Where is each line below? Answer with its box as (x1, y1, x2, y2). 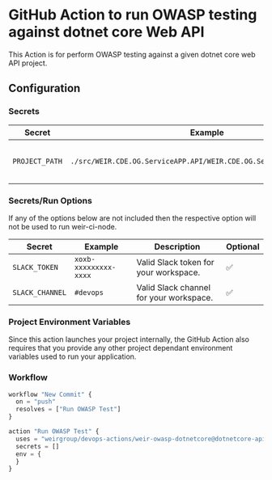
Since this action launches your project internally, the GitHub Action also (8, 335, 249, 344)
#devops (74, 288, 104, 297)
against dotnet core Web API (8, 23, 205, 41)
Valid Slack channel (136, 281, 210, 293)
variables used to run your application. (8, 352, 137, 361)
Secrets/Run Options (8, 195, 93, 206)
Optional (225, 241, 260, 252)
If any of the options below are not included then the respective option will (8, 213, 257, 223)
